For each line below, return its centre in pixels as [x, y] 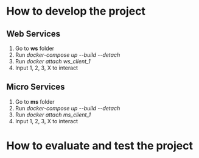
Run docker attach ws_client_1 [53, 61]
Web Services [33, 34]
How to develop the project [76, 11]
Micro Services [36, 87]
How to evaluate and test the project [100, 146]
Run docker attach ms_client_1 [53, 115]
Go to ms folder [35, 101]
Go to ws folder [35, 48]
